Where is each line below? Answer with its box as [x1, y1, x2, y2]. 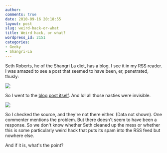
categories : [5, 40, 30, 45]
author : [5, 7, 21, 12]
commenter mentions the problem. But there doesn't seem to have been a [5, 117, 157, 123]
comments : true [5, 12, 37, 17]
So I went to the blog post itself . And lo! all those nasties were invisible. [5, 92, 151, 98]
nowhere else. [5, 133, 34, 139]
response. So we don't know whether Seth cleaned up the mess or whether [5, 122, 161, 128]
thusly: [5, 73, 19, 79]
